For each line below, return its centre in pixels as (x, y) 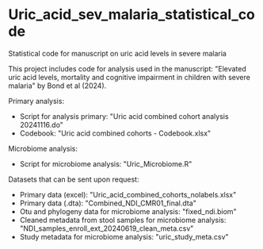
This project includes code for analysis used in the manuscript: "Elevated (128, 68)
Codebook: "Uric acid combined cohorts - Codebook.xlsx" (115, 133)
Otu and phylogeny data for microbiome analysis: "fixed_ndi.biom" (128, 211)
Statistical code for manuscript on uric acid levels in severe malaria (118, 53)
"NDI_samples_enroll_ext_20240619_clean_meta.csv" (107, 228)
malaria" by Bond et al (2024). (57, 86)
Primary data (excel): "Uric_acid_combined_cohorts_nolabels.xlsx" (128, 194)
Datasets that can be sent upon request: (74, 179)
